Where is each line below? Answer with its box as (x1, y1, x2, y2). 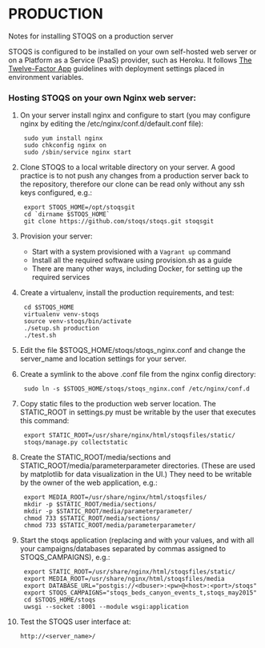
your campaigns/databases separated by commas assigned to (19, 544, 227, 554)
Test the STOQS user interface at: (19, 617, 131, 626)
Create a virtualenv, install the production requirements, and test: (19, 288, 235, 298)
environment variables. (8, 72, 84, 82)
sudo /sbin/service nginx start (23, 149, 132, 157)
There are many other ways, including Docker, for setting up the (31, 264, 243, 274)
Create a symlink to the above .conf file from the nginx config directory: (19, 370, 256, 379)
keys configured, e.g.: (19, 188, 92, 198)
